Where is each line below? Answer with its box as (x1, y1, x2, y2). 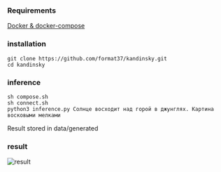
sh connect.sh (7, 99, 49, 107)
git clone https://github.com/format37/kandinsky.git (7, 55, 168, 62)
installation (7, 39, 47, 49)
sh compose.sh (7, 93, 49, 100)
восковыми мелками (7, 112, 61, 119)
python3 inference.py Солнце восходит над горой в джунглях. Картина (7, 105, 215, 112)
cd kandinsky (7, 61, 45, 68)
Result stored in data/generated (7, 124, 99, 132)
